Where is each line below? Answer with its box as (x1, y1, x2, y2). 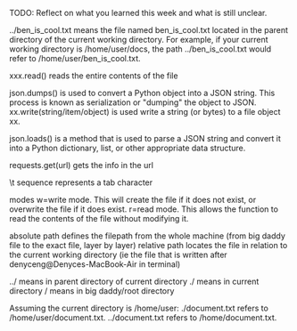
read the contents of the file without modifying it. (9, 214, 189, 223)
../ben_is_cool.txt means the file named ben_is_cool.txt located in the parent (9, 25, 288, 35)
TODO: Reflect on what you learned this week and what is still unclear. (9, 8, 268, 18)
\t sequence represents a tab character (9, 177, 153, 188)
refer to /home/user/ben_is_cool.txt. (9, 53, 141, 63)
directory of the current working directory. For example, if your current (9, 35, 269, 44)
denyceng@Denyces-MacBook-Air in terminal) (9, 259, 181, 270)
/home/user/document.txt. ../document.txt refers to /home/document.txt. (9, 312, 277, 323)
